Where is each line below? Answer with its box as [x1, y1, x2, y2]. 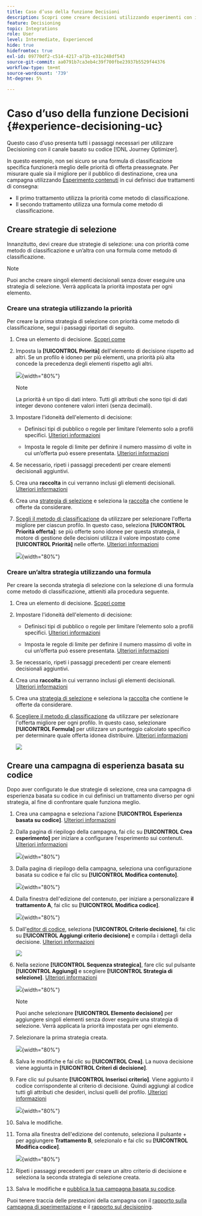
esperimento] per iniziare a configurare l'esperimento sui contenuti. [15, 835, 184, 842]
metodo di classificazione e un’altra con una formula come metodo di [7, 246, 177, 254]
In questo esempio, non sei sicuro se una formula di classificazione [7, 157, 173, 165]
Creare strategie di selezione [7, 224, 117, 234]
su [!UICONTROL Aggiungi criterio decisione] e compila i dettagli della [15, 932, 192, 939]
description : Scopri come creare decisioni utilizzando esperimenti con [7, 14, 192, 20]
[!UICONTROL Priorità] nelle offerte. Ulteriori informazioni [15, 541, 159, 548]
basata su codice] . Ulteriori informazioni [15, 817, 116, 824]
